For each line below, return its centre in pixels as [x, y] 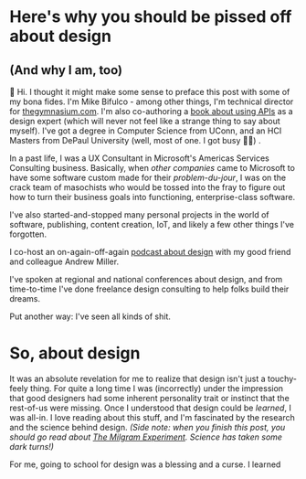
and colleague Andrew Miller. [64, 261]
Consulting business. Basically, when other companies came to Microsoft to [152, 168]
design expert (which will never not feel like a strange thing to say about [145, 121]
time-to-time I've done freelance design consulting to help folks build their [149, 289]
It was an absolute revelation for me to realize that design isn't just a [138, 378]
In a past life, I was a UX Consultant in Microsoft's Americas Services [139, 158]
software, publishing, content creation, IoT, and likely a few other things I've [152, 224]
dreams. [25, 298]
